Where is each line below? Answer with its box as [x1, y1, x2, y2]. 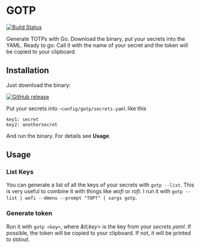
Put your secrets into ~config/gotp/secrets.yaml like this [6, 105, 147, 112]
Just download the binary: [6, 81, 71, 88]
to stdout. [6, 235, 30, 243]
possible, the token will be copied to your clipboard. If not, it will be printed [6, 229, 191, 237]
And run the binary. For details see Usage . [6, 132, 111, 139]
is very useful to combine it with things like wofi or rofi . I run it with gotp [6, 188, 183, 195]
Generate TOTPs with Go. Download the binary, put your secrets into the [6, 35, 186, 42]
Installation [6, 66, 49, 76]
